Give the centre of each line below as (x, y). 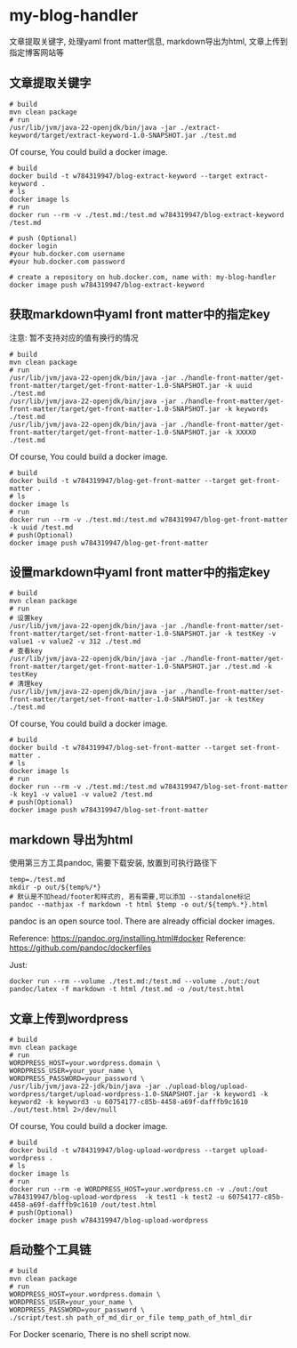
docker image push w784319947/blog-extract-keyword (107, 285)
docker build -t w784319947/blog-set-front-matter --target (123, 748)
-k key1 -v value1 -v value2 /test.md (81, 795)
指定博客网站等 (36, 52)
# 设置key (26, 618)
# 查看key (26, 651)
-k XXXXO (240, 432)
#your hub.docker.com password (67, 262)
